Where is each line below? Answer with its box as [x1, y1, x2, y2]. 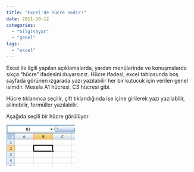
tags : [6, 41, 20, 47]
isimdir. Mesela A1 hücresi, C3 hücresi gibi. [6, 83, 111, 90]
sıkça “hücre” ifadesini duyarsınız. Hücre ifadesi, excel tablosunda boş [6, 70, 179, 77]
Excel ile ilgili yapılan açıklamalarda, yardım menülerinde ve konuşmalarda [6, 64, 187, 71]
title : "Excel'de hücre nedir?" [6, 10, 86, 15]
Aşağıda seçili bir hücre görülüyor [6, 112, 89, 120]
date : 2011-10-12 [6, 15, 49, 22]
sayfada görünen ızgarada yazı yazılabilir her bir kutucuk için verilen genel [6, 77, 189, 84]
